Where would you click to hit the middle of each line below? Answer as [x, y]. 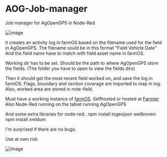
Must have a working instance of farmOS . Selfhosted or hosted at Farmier [82, 99]
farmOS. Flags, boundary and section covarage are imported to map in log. [83, 84]
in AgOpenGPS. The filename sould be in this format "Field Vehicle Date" [81, 48]
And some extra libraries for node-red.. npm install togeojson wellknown [80, 114]
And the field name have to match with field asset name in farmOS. [75, 53]
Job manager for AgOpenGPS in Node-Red [50, 23]
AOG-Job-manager [46, 9]
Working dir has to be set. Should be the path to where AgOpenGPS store [82, 63]
